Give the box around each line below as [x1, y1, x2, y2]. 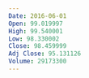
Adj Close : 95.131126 [8, 50, 82, 58]
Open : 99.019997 [8, 19, 63, 28]
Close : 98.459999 [8, 42, 67, 50]
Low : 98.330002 [8, 34, 60, 43]
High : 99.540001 [8, 27, 63, 35]
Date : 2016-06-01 [8, 11, 67, 20]
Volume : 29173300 [8, 58, 67, 66]
